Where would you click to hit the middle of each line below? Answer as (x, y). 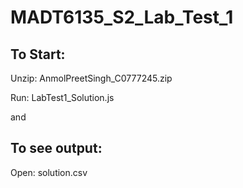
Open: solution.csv (49, 172)
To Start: (38, 54)
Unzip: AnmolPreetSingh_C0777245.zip (91, 78)
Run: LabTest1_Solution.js (62, 97)
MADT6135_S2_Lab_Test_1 (122, 17)
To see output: (56, 148)
